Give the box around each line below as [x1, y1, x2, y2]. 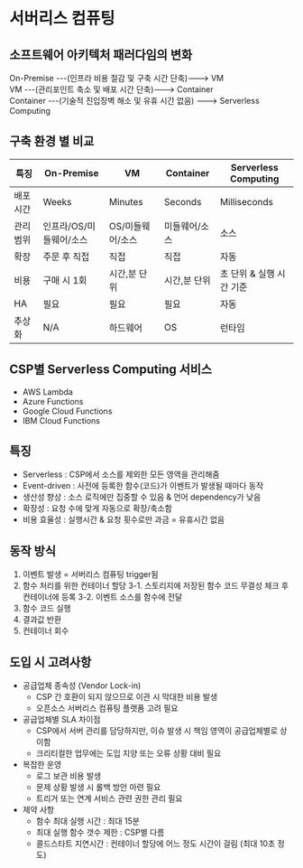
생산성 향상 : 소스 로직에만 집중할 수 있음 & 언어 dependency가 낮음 [22, 491, 262, 502]
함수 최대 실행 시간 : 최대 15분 [35, 816, 140, 826]
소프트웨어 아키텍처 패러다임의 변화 [9, 47, 193, 62]
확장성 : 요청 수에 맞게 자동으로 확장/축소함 [22, 503, 173, 514]
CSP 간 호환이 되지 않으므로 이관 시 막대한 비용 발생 [35, 692, 218, 703]
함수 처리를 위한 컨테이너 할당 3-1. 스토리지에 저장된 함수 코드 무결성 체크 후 [22, 580, 289, 592]
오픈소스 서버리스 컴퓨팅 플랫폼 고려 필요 [35, 703, 179, 714]
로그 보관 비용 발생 [35, 770, 102, 781]
